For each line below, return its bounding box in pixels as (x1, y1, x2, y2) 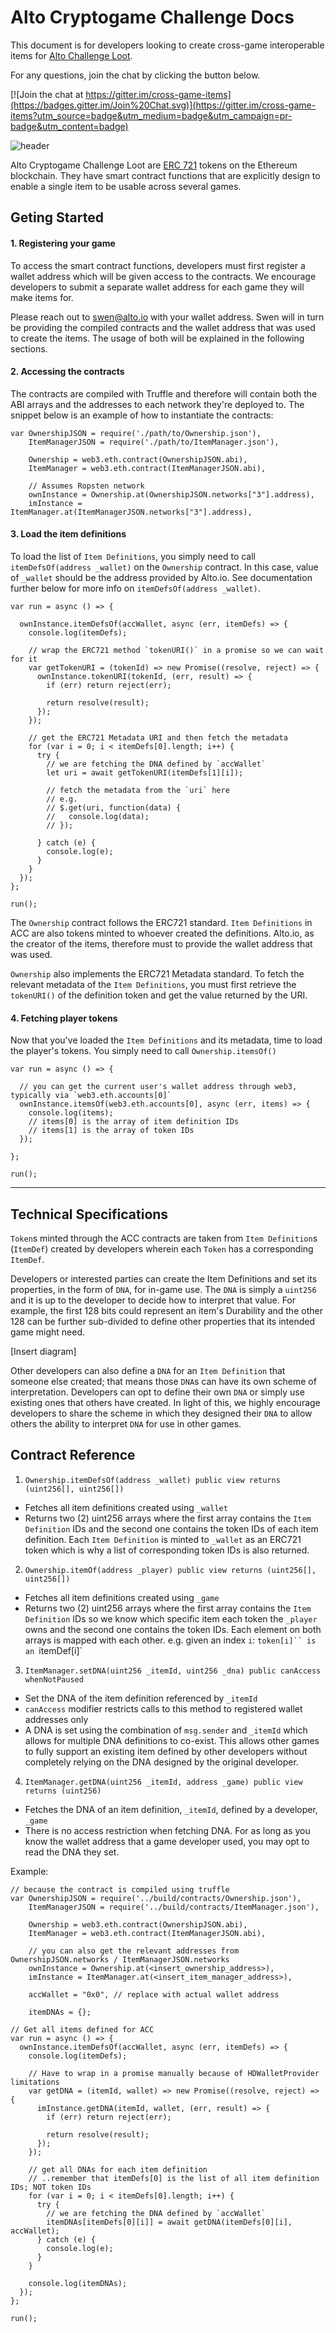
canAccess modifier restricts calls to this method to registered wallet (24, 1702, 303, 1715)
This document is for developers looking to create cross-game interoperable (10, 39, 325, 51)
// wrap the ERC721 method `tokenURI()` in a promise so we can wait (28, 645, 325, 655)
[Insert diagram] (10, 1345, 77, 1357)
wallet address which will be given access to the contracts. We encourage (10, 270, 317, 282)
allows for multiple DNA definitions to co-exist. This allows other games (24, 1734, 320, 1746)
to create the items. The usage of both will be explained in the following (10, 332, 305, 344)
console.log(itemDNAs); (28, 2278, 128, 2288)
